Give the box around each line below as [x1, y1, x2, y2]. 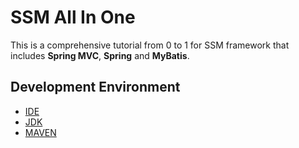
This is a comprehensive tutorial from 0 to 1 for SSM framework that [10, 39, 290, 51]
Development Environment [10, 79, 181, 96]
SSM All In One [10, 6, 136, 29]
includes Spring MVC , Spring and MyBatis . [10, 49, 190, 61]
